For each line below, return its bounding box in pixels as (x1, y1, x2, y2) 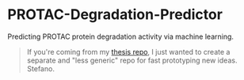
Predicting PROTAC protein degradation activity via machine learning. (7, 32, 234, 41)
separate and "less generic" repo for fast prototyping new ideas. (26, 55, 238, 65)
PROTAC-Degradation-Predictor (7, 6, 223, 24)
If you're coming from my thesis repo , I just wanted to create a (26, 47, 231, 56)
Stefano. (26, 63, 55, 73)
